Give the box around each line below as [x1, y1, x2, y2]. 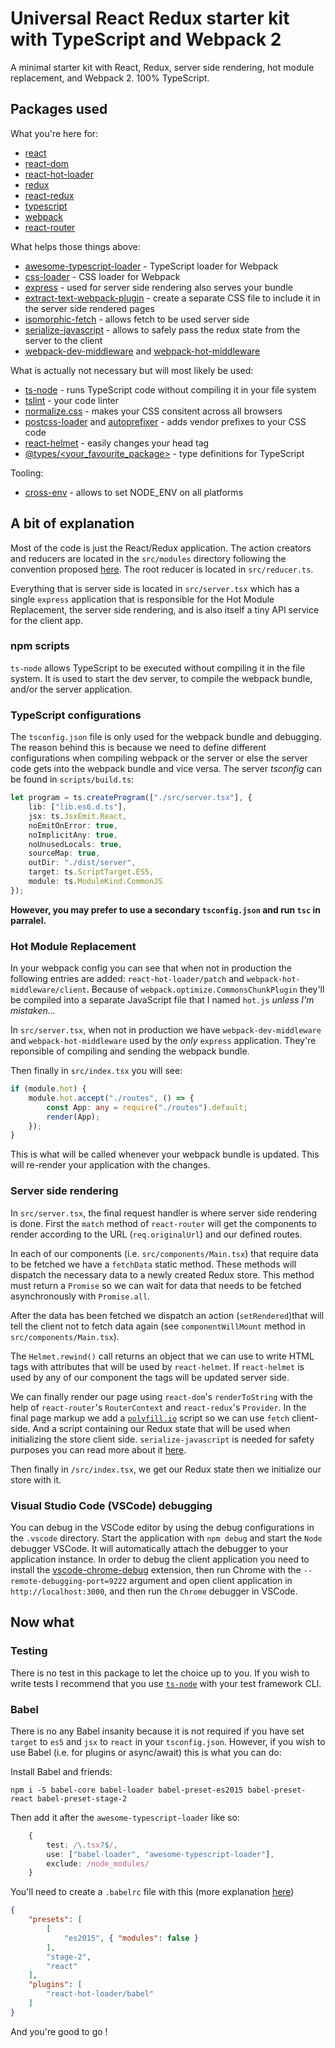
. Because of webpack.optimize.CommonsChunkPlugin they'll [86, 983, 325, 996]
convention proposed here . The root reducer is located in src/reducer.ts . [10, 563, 314, 575]
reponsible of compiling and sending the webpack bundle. [10, 1045, 250, 1057]
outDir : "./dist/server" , [28, 858, 137, 868]
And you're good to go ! [10, 2025, 108, 2037]
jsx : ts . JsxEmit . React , [28, 811, 128, 821]
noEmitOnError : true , [28, 820, 118, 831]
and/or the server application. [10, 683, 133, 695]
